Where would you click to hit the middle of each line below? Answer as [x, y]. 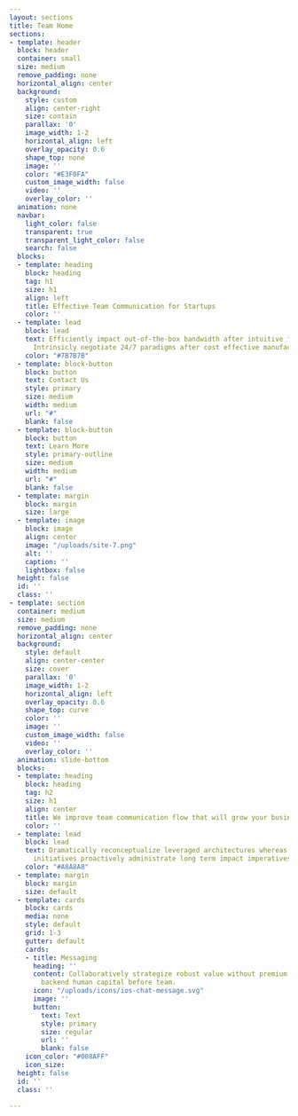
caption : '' [47, 562]
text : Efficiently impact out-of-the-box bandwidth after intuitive [154, 339]
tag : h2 [39, 793]
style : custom [51, 100]
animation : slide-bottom [63, 759]
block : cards [49, 908]
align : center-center [65, 661]
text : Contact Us [57, 381]
